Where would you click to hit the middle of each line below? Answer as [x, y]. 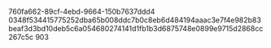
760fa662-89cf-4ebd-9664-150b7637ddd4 [82, 12]
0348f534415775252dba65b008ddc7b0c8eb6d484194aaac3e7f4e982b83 [135, 20]
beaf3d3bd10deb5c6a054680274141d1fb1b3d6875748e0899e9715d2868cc [136, 28]
